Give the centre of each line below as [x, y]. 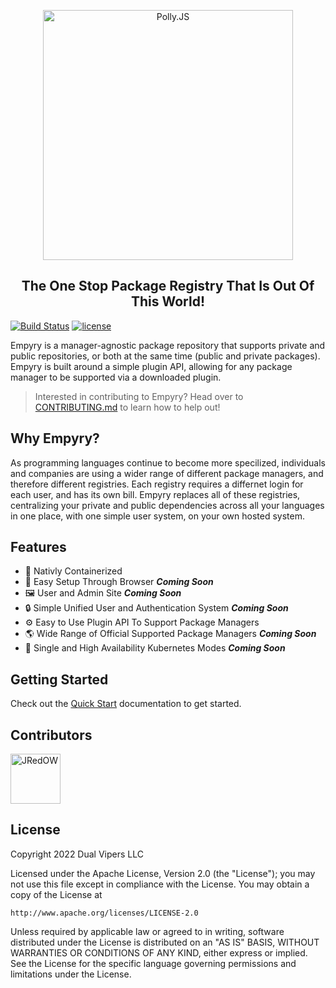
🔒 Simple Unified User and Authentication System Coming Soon [156, 608]
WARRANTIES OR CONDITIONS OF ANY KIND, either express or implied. [159, 952]
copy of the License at [56, 894]
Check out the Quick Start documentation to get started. [126, 704]
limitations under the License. [71, 974]
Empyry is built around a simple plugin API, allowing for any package [151, 366]
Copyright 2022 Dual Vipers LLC [77, 854]
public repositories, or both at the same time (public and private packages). [165, 356]
